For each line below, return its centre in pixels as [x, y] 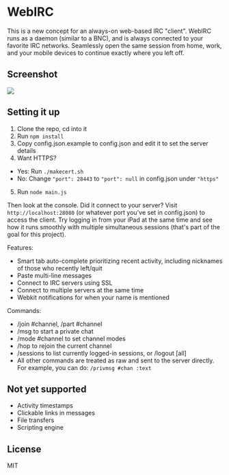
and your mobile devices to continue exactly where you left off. [96, 53]
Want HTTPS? [37, 158]
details [26, 150]
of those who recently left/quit [59, 268]
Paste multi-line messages [54, 275]
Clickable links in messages [56, 413]
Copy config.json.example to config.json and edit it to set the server [112, 143]
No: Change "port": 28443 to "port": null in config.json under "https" [118, 178]
